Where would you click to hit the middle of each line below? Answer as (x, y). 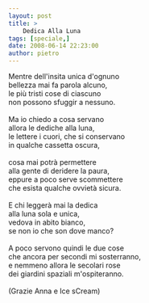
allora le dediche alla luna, (52, 128)
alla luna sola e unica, (44, 214)
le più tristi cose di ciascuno (55, 93)
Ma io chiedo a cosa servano (56, 119)
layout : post (30, 16)
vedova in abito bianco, (47, 222)
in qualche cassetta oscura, (54, 145)
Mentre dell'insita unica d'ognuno (64, 76)
